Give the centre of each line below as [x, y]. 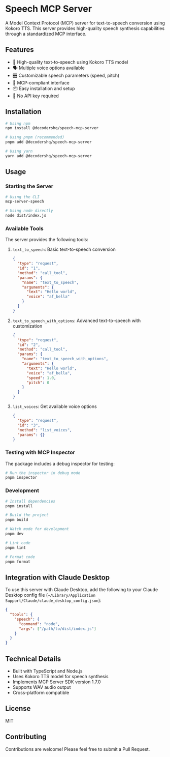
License [18, 708]
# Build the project [27, 515]
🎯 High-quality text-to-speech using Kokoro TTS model [70, 62]
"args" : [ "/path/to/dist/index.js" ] [57, 629]
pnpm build [17, 520]
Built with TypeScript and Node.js [47, 671]
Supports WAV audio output [42, 687]
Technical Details [33, 659]
